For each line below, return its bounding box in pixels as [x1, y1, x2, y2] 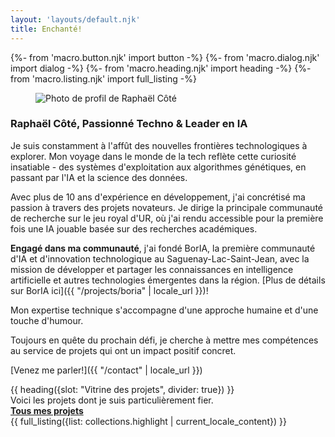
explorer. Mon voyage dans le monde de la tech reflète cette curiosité [10, 150, 297, 162]
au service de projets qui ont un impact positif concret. [10, 344, 237, 356]
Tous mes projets [10, 404, 84, 416]
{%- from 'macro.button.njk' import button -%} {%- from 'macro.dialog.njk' [10, 51, 320, 63]
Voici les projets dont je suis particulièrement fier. [10, 394, 214, 406]
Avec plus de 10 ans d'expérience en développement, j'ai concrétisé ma [10, 191, 306, 203]
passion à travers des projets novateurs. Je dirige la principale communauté [10, 201, 323, 213]
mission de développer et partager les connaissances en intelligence [10, 263, 294, 275]
